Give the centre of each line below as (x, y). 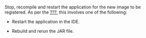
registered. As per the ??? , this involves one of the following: (66, 12)
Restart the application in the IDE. (46, 22)
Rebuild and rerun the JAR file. (43, 31)
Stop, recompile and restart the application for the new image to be (73, 7)
